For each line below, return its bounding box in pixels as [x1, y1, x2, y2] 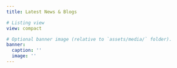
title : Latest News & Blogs [6, 8, 78, 15]
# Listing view [6, 19, 45, 26]
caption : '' [12, 48, 42, 54]
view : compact [6, 25, 42, 31]
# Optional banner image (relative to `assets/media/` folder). [6, 36, 172, 42]
